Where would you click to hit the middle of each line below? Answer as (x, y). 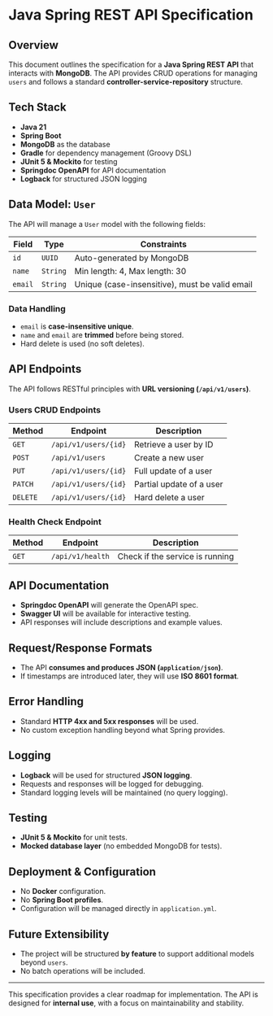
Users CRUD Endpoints (55, 410)
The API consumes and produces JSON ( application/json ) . (121, 667)
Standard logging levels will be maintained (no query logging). (124, 792)
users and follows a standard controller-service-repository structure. (126, 82)
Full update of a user (173, 471)
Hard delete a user (169, 498)
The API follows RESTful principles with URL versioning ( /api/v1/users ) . (130, 389)
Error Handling (46, 702)
